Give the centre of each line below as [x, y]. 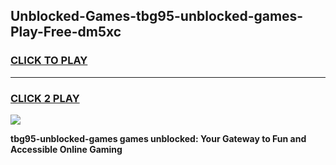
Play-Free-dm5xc [66, 32]
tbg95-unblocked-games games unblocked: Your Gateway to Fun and [158, 138]
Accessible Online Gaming [66, 149]
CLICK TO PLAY [49, 61]
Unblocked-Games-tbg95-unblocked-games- [157, 16]
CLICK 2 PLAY [45, 98]
